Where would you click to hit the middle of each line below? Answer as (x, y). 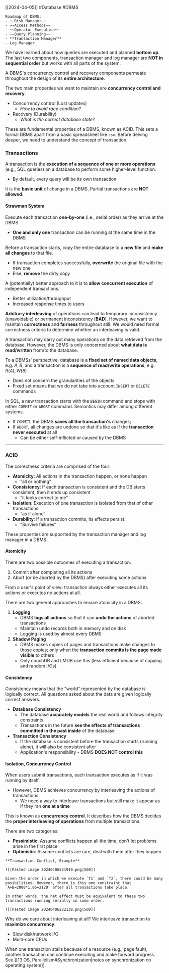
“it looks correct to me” (44, 498)
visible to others (37, 655)
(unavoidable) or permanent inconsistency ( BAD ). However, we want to (79, 319)
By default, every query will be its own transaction (64, 179)
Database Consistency (37, 709)
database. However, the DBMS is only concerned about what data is (76, 345)
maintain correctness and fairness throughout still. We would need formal (82, 324)
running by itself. (23, 781)
